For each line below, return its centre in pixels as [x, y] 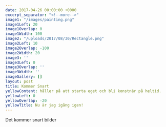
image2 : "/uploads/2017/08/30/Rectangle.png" [55, 39]
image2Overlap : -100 [27, 48]
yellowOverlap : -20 [26, 100]
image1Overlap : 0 [24, 29]
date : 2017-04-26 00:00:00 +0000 [41, 10]
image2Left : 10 [22, 44]
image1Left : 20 [22, 24]
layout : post [19, 81]
